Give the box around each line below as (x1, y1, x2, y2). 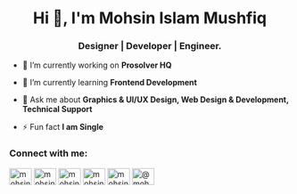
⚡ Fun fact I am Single (21, 122, 104, 133)
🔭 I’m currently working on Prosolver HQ (21, 60, 172, 70)
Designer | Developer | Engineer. (78, 40, 222, 53)
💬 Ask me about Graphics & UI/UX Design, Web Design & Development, (21, 94, 289, 105)
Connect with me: (9, 147, 88, 159)
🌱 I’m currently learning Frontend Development (21, 77, 198, 88)
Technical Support (21, 104, 93, 115)
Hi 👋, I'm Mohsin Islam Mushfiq (32, 8, 268, 28)
